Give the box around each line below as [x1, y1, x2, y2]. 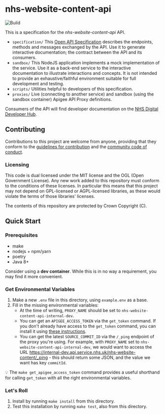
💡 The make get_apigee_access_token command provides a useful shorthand [5, 369, 160, 375]
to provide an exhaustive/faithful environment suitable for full [12, 75, 136, 81]
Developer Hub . [5, 111, 37, 117]
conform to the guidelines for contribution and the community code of [5, 144, 147, 150]
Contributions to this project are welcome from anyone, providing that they [5, 138, 157, 144]
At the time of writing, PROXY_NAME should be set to [19, 308, 121, 314]
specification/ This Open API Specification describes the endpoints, [12, 38, 153, 45]
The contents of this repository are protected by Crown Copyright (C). [5, 203, 147, 209]
